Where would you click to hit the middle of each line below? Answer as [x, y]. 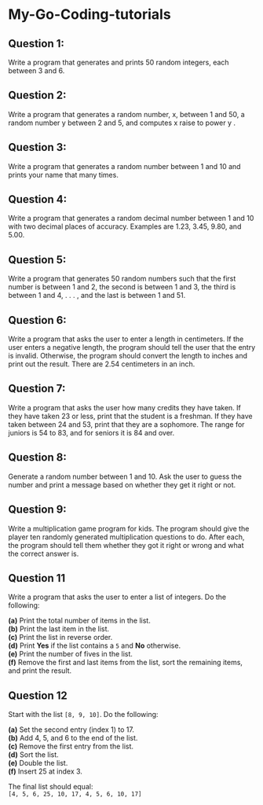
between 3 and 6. [37, 71]
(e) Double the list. [38, 763]
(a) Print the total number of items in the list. [79, 621]
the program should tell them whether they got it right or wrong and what [126, 545]
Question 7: [37, 389]
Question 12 [38, 695]
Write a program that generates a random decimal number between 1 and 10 [131, 219]
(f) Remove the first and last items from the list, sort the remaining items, [126, 663]
